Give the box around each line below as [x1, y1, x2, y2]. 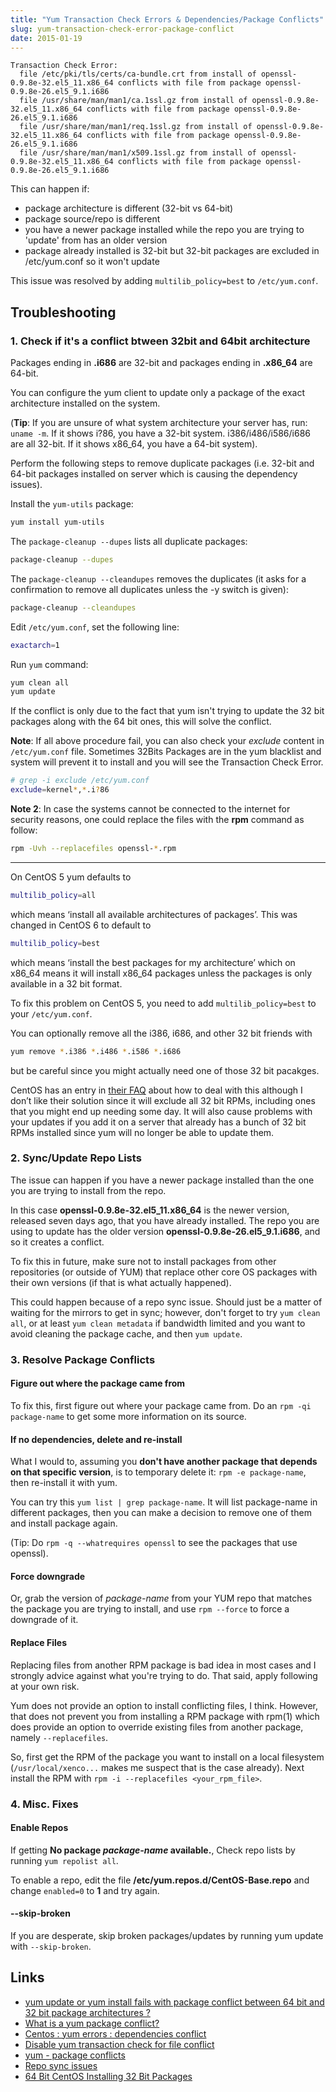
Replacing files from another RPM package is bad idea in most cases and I [10, 1659, 317, 1671]
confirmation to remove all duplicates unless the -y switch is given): [10, 583, 289, 595]
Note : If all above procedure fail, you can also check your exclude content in [10, 735, 325, 747]
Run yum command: [10, 658, 89, 670]
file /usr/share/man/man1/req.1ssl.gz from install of [19, 122, 253, 132]
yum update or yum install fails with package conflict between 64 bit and [24, 1996, 325, 2008]
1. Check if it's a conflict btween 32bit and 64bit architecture [10, 334, 311, 348]
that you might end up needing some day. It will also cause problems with [10, 1105, 313, 1117]
